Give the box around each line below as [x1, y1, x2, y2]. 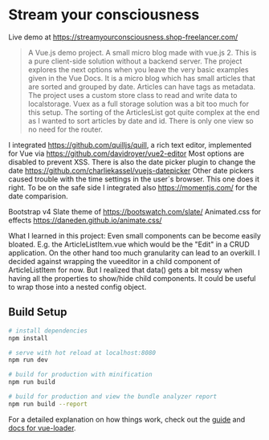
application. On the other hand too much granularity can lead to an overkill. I [8, 247, 260, 258]
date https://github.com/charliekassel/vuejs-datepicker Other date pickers [8, 165, 255, 175]
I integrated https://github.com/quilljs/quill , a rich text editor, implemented [8, 140, 252, 149]
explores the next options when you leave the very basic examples [27, 64, 249, 74]
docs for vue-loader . [8, 423, 76, 433]
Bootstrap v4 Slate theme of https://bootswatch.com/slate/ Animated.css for [8, 206, 262, 216]
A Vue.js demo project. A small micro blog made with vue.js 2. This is [27, 47, 257, 57]
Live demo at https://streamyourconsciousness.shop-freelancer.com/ [8, 32, 238, 42]
